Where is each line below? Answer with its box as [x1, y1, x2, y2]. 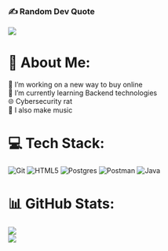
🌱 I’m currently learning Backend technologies [8, 88, 158, 98]
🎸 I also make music [8, 105, 73, 115]
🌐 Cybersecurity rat [8, 97, 73, 106]
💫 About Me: [8, 54, 91, 72]
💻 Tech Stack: [8, 135, 105, 153]
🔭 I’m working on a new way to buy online [8, 80, 143, 90]
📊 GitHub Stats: [8, 195, 115, 213]
